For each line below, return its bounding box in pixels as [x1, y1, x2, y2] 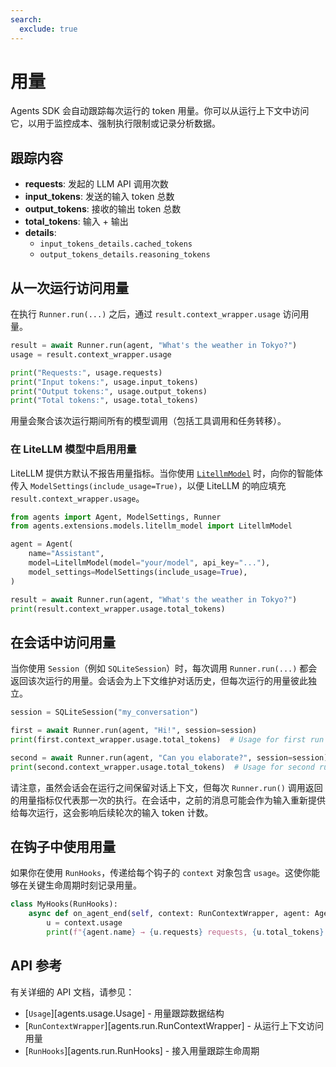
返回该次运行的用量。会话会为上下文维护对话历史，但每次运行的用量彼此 [10, 675, 308, 687]
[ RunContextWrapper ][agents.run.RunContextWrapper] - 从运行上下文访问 [24, 1019, 324, 1031]
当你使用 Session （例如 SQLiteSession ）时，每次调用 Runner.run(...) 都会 [10, 662, 318, 675]
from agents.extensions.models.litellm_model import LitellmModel [10, 521, 293, 531]
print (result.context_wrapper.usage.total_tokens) [10, 604, 226, 614]
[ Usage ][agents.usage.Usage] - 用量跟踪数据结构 [24, 1007, 225, 1019]
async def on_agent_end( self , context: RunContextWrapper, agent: [28, 909, 311, 919]
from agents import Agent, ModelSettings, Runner [10, 512, 222, 522]
